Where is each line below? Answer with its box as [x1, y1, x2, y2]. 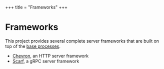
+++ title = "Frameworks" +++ [5, 4, 68, 10]
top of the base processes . [5, 43, 61, 49]
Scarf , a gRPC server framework [12, 58, 79, 64]
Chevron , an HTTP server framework [12, 53, 89, 59]
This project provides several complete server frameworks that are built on [5, 38, 159, 44]
